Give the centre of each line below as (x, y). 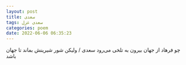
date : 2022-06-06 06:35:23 (39, 33)
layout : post (22, 11)
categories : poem (27, 28)
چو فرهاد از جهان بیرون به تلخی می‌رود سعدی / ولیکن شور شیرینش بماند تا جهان (93, 50)
